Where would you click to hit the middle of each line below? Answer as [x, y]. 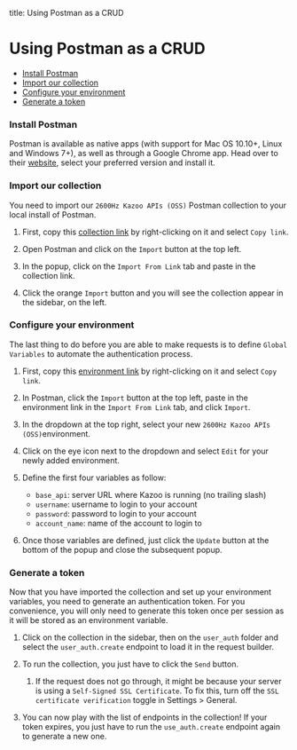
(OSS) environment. [56, 433]
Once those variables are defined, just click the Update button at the [145, 540]
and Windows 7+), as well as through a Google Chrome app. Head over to [144, 154]
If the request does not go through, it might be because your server [158, 682]
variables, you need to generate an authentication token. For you [127, 602]
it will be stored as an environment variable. [89, 620]
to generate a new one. [64, 737]
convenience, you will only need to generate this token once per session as [147, 611]
